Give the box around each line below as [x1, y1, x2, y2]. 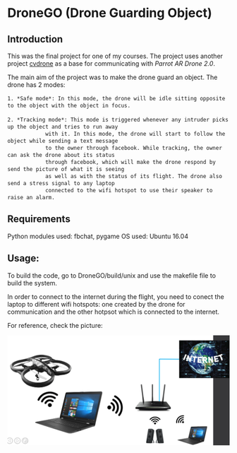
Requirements [7, 213, 71, 225]
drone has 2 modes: [7, 81, 66, 89]
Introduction [7, 33, 63, 45]
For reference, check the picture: [7, 321, 104, 329]
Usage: [7, 252, 40, 264]
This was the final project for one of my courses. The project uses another [7, 52, 224, 60]
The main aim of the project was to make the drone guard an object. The [7, 73, 218, 81]
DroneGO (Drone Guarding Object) [7, 5, 213, 21]
